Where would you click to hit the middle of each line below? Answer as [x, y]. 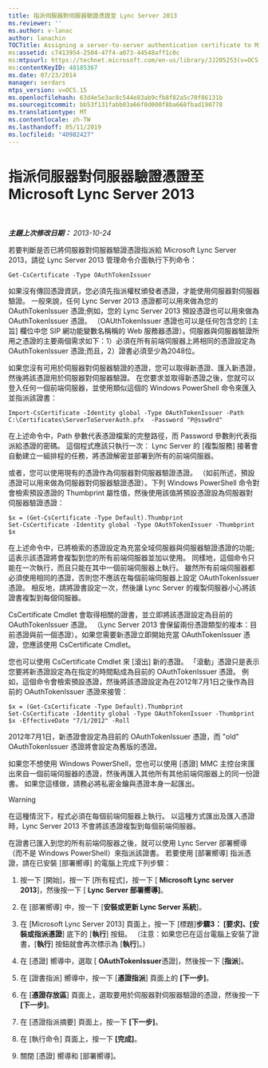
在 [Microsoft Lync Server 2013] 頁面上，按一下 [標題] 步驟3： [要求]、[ [136, 923]
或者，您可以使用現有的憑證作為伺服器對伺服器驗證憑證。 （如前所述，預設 [132, 472]
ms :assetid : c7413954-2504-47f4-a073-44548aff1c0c [94, 53]
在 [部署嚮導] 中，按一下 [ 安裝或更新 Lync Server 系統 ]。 [112, 907]
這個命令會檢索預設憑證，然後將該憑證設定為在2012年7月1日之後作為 [135, 681]
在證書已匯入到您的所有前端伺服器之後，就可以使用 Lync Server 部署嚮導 [128, 843]
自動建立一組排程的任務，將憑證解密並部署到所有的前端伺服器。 [113, 456]
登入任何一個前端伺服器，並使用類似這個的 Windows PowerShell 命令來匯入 [132, 388]
